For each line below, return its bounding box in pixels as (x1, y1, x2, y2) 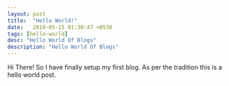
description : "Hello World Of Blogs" (7, 43, 119, 50)
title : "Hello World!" (7, 17, 78, 24)
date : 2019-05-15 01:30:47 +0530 (7, 23, 113, 31)
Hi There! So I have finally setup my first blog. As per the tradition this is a (7, 63, 223, 71)
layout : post (7, 10, 46, 18)
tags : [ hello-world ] (7, 30, 69, 38)
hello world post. (7, 70, 57, 79)
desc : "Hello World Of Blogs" (7, 37, 97, 44)
